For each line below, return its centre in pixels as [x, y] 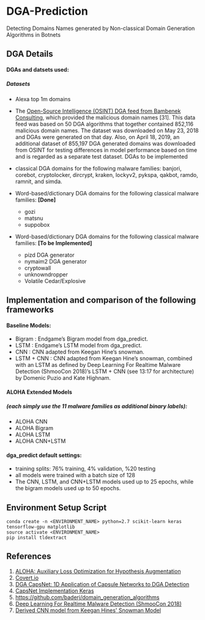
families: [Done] [35, 200]
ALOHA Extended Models [39, 392]
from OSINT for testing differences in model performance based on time [106, 150]
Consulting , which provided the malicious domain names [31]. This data [105, 117]
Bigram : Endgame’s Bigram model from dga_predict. [82, 339]
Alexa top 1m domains [43, 99]
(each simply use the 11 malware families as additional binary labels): [97, 406]
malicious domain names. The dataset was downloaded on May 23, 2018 [107, 130]
